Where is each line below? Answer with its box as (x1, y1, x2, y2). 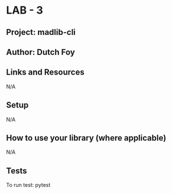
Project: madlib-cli (6, 27, 76, 37)
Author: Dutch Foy (6, 47, 75, 57)
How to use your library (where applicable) (6, 132, 167, 143)
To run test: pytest (6, 182, 51, 189)
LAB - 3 (6, 4, 43, 17)
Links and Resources (6, 67, 85, 77)
